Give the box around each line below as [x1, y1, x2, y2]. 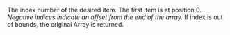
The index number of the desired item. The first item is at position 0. [7, 6, 202, 14]
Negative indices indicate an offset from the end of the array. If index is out [7, 13, 224, 21]
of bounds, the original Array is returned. [7, 21, 124, 28]
